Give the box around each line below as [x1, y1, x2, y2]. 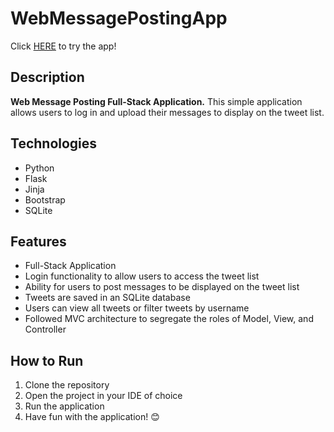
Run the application [24, 400, 105, 412]
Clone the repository [24, 379, 110, 391]
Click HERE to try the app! [10, 40, 117, 52]
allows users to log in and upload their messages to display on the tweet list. [10, 106, 325, 118]
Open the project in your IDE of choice [24, 390, 183, 402]
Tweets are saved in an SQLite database [24, 292, 191, 304]
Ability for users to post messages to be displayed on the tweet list [24, 281, 300, 293]
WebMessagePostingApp [10, 7, 228, 30]
